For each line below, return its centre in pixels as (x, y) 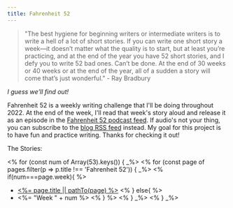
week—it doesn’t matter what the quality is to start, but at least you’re (125, 48)
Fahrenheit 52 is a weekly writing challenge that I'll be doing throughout (111, 105)
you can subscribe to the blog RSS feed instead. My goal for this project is (114, 127)
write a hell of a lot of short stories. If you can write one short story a (123, 41)
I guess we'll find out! (38, 91)
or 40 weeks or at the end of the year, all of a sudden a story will (118, 70)
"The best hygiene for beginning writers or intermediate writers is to (122, 34)
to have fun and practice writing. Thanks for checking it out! (93, 135)
